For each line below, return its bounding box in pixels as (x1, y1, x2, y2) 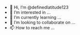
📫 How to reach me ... (9, 25, 55, 30)
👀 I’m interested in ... (9, 9, 51, 15)
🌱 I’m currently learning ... (9, 15, 62, 20)
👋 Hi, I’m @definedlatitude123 (9, 5, 69, 10)
